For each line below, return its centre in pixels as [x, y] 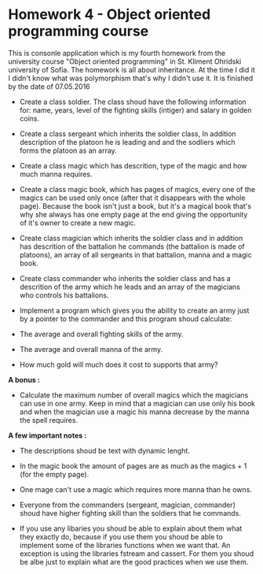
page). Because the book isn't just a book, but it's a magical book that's [135, 206]
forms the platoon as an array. [68, 150]
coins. [29, 118]
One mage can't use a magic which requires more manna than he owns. [136, 489]
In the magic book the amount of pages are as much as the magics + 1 [133, 465]
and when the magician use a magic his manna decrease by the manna [134, 412]
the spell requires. [49, 420]
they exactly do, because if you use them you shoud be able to [121, 536]
